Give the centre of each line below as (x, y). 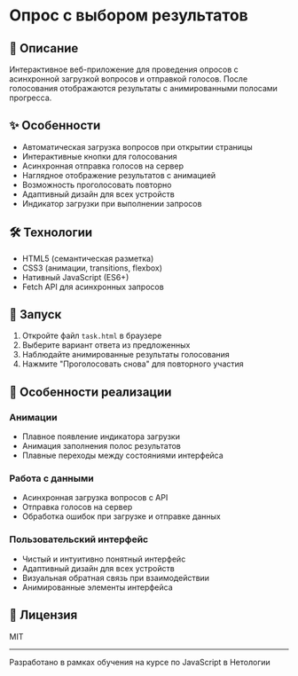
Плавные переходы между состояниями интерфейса (122, 456)
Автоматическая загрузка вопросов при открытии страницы (137, 146)
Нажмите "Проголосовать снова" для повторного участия (133, 364)
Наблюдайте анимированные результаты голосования (126, 355)
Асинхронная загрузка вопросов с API (95, 498)
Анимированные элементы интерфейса (97, 587)
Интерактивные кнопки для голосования (99, 156)
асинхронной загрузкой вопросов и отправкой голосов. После (129, 79)
